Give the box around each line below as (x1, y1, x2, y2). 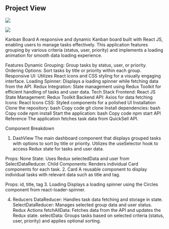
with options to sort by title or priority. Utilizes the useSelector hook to (12, 140, 158, 146)
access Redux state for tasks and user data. (12, 145, 104, 151)
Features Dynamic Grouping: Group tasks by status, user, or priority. (5, 62, 147, 68)
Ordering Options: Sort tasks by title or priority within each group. (5, 67, 142, 73)
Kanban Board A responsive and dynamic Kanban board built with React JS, (5, 36, 163, 42)
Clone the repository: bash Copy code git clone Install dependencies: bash (5, 105, 160, 111)
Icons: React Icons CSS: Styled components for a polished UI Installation (5, 99, 156, 105)
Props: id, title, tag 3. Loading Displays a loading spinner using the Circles (5, 181, 158, 187)
